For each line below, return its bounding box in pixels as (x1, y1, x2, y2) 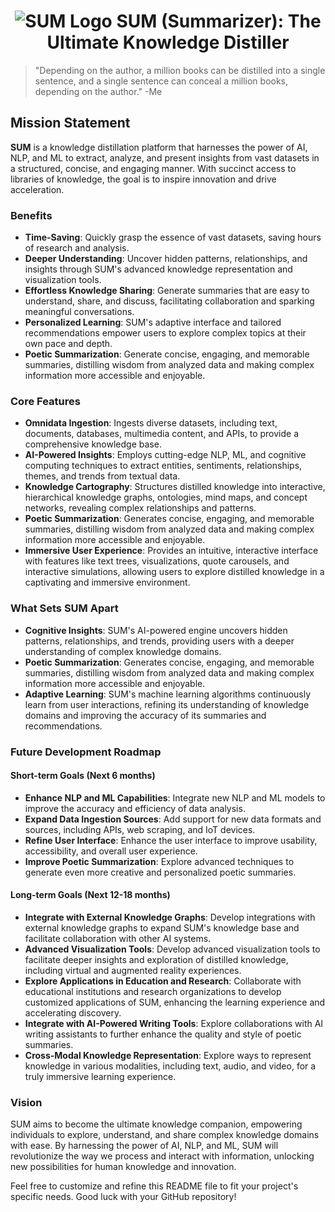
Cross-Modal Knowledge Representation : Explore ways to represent (24, 1049, 312, 1061)
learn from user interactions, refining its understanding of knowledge (24, 698, 310, 710)
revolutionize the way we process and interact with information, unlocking (10, 1150, 315, 1162)
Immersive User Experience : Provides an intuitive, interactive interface (24, 545, 319, 557)
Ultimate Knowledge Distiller (46, 31, 290, 54)
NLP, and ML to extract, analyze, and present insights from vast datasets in (10, 151, 320, 164)
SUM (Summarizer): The (116, 10, 322, 33)
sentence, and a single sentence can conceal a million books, (34, 75, 289, 87)
